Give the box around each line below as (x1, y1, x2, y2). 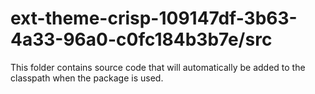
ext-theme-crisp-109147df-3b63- (10, 7, 298, 30)
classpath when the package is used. (10, 72, 164, 84)
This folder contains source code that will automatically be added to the (10, 61, 306, 73)
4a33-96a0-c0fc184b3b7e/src (10, 28, 273, 51)
